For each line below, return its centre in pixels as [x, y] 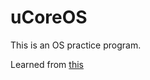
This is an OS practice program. [76, 45]
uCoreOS [49, 17]
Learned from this [47, 64]
